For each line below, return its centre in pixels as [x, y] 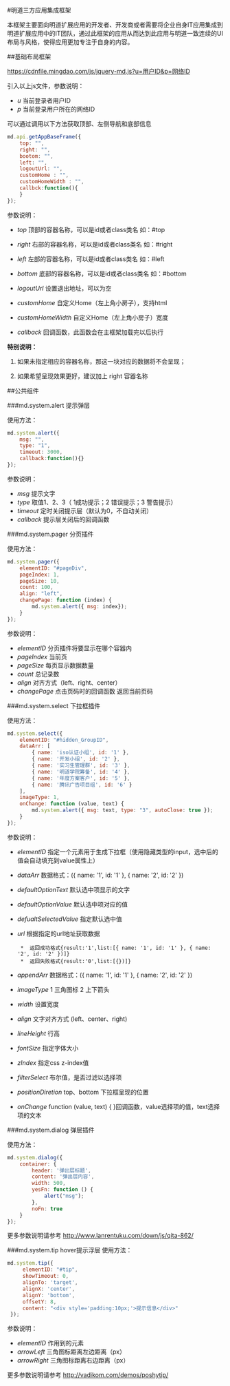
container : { [38, 1164]
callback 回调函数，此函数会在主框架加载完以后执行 [90, 332]
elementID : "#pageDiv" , [54, 568]
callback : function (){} [52, 459]
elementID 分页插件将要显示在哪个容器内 [74, 648]
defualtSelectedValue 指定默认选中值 [69, 919]
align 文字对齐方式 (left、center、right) [72, 1019]
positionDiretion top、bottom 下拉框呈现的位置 [83, 1092]
